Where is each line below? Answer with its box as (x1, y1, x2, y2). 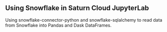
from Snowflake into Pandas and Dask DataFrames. (5, 22, 112, 28)
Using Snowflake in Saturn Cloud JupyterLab (5, 4, 149, 12)
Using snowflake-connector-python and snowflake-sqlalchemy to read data (5, 17, 162, 23)
